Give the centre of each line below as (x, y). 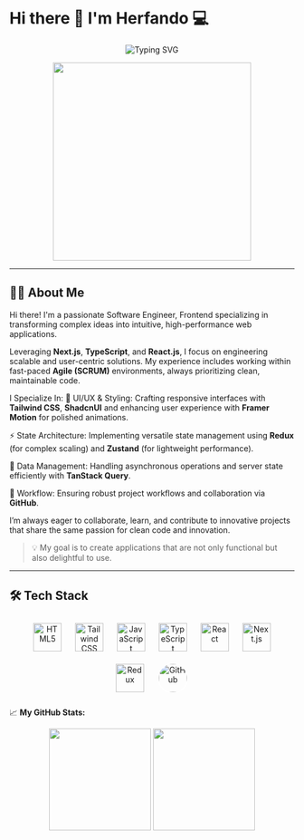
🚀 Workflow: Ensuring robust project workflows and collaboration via (137, 493)
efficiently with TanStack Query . (70, 475)
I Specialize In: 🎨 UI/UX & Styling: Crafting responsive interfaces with (138, 398)
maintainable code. (45, 380)
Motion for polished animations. (69, 417)
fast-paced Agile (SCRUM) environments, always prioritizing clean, (135, 371)
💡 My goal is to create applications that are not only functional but (154, 547)
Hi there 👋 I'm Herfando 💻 (109, 19)
